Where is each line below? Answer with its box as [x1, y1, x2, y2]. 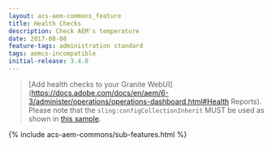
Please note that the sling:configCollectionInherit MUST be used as [28, 105, 265, 114]
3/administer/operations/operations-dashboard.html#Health [28, 97, 230, 106]
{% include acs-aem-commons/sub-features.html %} [8, 129, 188, 139]
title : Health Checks [8, 19, 82, 28]
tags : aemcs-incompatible [8, 49, 96, 58]
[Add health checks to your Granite [28, 79, 146, 89]
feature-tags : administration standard [8, 42, 144, 50]
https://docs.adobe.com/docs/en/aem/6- [31, 88, 169, 97]
